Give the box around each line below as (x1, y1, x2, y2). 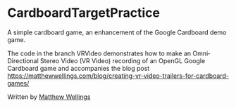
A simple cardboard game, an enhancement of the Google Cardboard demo (7, 28, 227, 36)
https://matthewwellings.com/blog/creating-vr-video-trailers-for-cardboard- (7, 72, 229, 80)
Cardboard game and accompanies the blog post (7, 64, 150, 72)
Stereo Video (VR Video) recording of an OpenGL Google (39, 56, 206, 65)
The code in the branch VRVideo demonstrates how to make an (7, 49, 192, 58)
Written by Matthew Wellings (7, 93, 91, 101)
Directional (7, 56, 39, 65)
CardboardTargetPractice (7, 5, 161, 21)
